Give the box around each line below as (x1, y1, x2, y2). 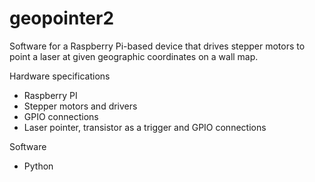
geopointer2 (9, 7, 115, 30)
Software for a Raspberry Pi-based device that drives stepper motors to (9, 40, 306, 52)
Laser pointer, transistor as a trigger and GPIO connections (23, 121, 267, 133)
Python (23, 160, 54, 172)
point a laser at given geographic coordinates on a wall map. (9, 50, 259, 62)
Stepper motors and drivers (23, 100, 138, 112)
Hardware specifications (9, 70, 111, 82)
